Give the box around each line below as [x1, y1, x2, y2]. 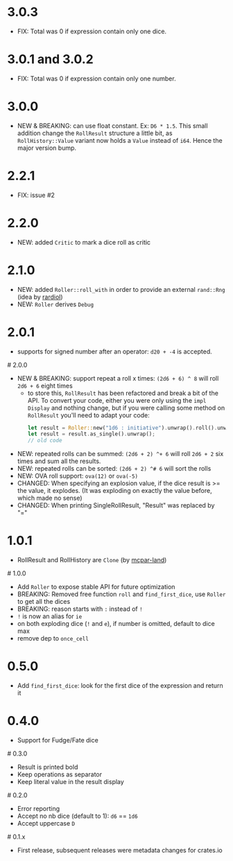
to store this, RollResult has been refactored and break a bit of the [27, 389, 218, 397]
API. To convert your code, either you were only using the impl [27, 396, 207, 404]
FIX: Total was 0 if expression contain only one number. [17, 74, 176, 82]
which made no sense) [17, 494, 83, 503]
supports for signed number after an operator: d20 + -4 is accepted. [17, 347, 213, 356]
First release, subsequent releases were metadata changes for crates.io [17, 846, 223, 854]
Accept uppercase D [17, 819, 75, 827]
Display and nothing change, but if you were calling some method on [27, 403, 225, 412]
